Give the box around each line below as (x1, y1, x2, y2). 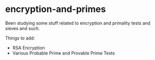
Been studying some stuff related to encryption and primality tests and (5, 20, 151, 26)
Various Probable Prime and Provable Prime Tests (12, 50, 115, 56)
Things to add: (5, 35, 35, 41)
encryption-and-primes (5, 3, 106, 15)
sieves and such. (5, 25, 40, 31)
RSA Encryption (12, 44, 45, 50)
